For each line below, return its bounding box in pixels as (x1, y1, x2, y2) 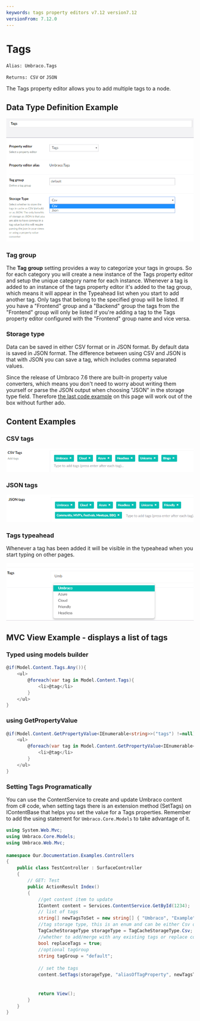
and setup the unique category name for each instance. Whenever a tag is (6, 277, 189, 284)
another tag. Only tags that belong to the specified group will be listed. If (6, 295, 184, 303)
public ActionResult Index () (27, 883, 100, 890)
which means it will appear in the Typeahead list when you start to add (6, 290, 180, 297)
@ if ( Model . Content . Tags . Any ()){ (6, 665, 86, 671)
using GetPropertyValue (6, 717, 78, 725)
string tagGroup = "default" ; (37, 953, 113, 959)
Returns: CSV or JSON (6, 73, 58, 80)
